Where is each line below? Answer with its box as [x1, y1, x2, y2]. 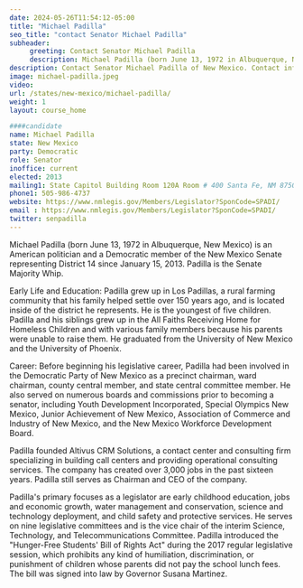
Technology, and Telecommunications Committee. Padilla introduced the [9, 529, 280, 540]
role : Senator [9, 155, 63, 164]
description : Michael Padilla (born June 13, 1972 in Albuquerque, [29, 55, 289, 64]
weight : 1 [9, 97, 47, 107]
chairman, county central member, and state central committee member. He [9, 379, 291, 390]
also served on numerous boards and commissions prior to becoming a [9, 389, 275, 400]
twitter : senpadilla [9, 214, 87, 223]
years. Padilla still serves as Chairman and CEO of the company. [9, 473, 248, 484]
